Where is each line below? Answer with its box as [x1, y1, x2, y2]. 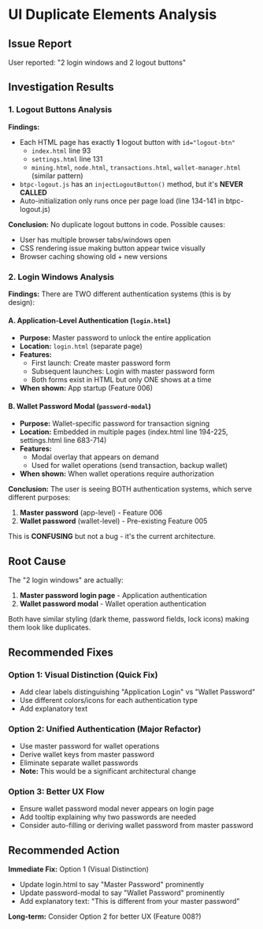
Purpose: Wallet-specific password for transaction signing [19, 419, 210, 429]
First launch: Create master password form [31, 359, 171, 368]
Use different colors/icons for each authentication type [19, 695, 198, 704]
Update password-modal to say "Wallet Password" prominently [19, 888, 225, 897]
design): [8, 297, 35, 307]
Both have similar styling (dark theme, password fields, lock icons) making [8, 615, 250, 624]
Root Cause [8, 554, 67, 568]
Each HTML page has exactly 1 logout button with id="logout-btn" [19, 137, 236, 147]
